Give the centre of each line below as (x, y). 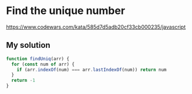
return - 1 (23, 81)
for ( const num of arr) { (43, 64)
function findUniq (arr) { (38, 59)
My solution (28, 45)
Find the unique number (65, 11)
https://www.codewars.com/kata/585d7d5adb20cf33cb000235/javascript (96, 27)
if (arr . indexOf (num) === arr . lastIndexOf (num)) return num (92, 69)
